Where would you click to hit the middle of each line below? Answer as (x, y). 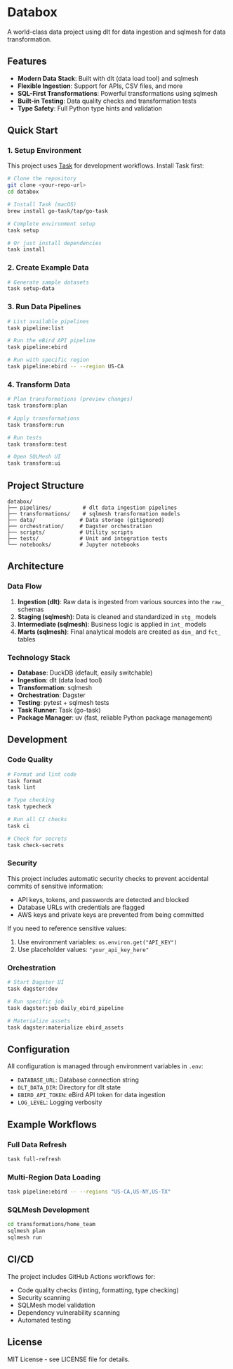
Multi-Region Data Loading (54, 1177)
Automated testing (44, 1320)
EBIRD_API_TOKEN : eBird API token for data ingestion (91, 1095)
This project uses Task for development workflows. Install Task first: (106, 165)
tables (26, 639)
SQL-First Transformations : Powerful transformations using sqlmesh (117, 93)
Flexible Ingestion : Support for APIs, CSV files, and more (100, 86)
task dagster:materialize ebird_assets (66, 1027)
